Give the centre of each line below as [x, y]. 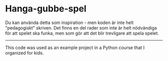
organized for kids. [24, 52]
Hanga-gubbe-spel [46, 9]
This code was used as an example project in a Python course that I [75, 47]
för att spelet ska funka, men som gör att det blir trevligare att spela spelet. [82, 33]
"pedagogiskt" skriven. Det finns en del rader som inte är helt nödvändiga [81, 27]
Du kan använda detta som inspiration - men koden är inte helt [69, 22]
